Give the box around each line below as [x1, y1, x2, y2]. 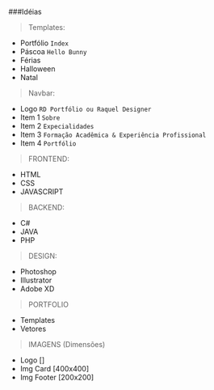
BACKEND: [27, 202, 65, 212]
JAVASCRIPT [19, 187, 64, 197]
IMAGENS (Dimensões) [27, 340, 106, 349]
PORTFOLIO [27, 299, 69, 309]
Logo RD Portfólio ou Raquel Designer [19, 104, 152, 113]
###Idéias [8, 7, 42, 16]
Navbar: [27, 88, 55, 98]
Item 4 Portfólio [19, 138, 77, 148]
